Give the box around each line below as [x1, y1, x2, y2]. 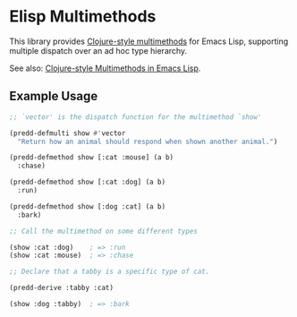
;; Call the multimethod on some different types [9, 227, 199, 236]
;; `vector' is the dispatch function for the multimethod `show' [9, 112, 262, 122]
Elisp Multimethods [9, 6, 157, 27]
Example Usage [9, 89, 98, 104]
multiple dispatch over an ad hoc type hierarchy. [9, 45, 188, 56]
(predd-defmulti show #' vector [9, 128, 126, 138]
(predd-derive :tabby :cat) [9, 284, 115, 293]
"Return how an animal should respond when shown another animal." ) [17, 137, 278, 146]
